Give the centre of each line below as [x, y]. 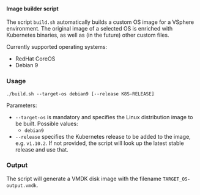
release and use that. [42, 149]
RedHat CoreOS [35, 59]
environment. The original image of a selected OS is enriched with [90, 29]
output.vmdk [21, 186]
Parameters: [22, 105]
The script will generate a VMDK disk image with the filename [84, 178]
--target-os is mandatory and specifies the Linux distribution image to [104, 117]
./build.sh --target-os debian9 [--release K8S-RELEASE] [80, 94]
